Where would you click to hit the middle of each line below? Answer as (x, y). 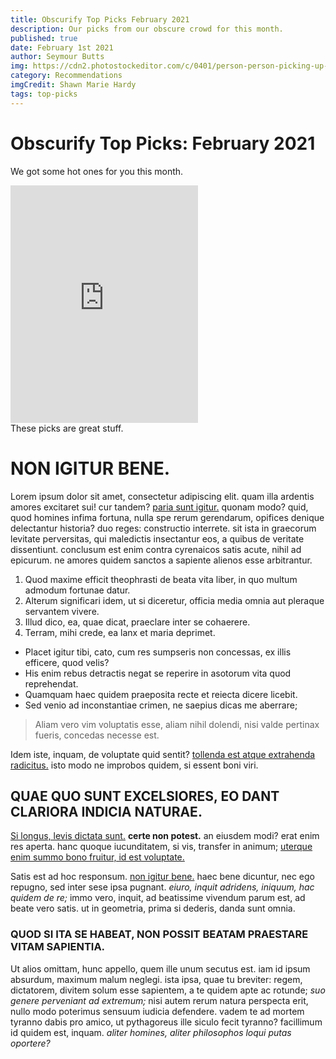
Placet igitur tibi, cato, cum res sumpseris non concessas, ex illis (158, 652)
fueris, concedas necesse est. (97, 735)
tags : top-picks (44, 94)
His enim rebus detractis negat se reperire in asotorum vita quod (158, 673)
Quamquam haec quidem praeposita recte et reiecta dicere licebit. (161, 694)
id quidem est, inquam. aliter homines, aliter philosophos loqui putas (151, 1032)
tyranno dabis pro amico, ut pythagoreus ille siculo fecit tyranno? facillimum (166, 1022)
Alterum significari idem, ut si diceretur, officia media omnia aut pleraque (174, 600)
